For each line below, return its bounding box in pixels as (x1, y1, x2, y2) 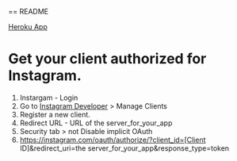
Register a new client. (19, 109, 91, 119)
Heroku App (8, 22, 48, 31)
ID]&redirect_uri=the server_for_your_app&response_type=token (19, 143, 230, 153)
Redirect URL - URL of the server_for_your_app (19, 118, 173, 128)
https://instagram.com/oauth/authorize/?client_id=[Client (19, 135, 206, 144)
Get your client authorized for (8, 50, 207, 68)
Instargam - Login (19, 93, 78, 102)
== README (8, 7, 49, 16)
